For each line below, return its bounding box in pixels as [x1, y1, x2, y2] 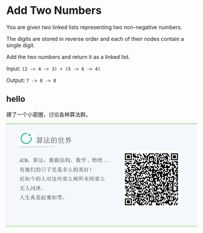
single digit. [6, 42, 35, 49]
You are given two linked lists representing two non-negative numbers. [6, 23, 182, 31]
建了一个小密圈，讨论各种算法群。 [6, 111, 91, 118]
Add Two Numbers [6, 4, 102, 17]
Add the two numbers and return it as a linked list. [6, 53, 130, 60]
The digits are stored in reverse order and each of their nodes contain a [6, 35, 184, 42]
